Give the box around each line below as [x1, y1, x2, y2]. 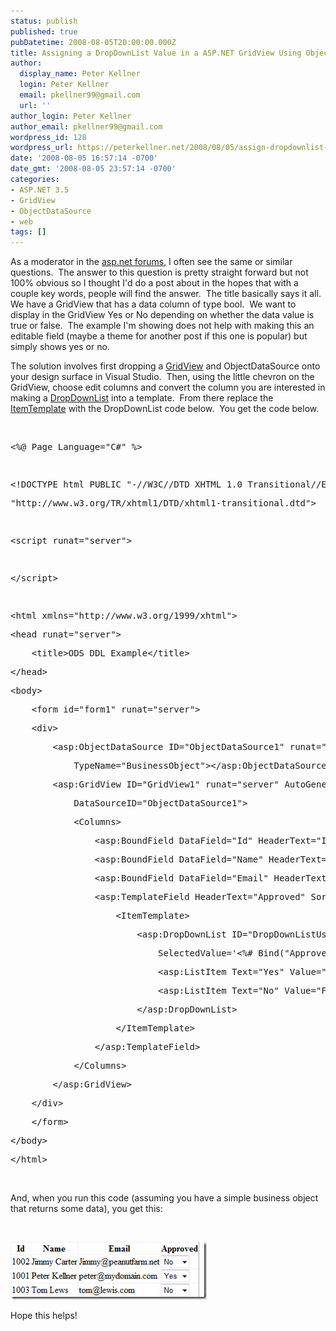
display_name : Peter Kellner [19, 69, 141, 79]
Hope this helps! [10, 1310, 78, 1322]
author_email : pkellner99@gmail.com [10, 121, 163, 132]
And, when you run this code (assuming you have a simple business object [10, 1192, 319, 1204]
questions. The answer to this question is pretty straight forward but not [10, 266, 309, 279]
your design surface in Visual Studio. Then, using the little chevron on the [10, 371, 315, 383]
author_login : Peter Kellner [10, 111, 132, 121]
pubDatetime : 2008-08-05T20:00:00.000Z [10, 37, 177, 47]
